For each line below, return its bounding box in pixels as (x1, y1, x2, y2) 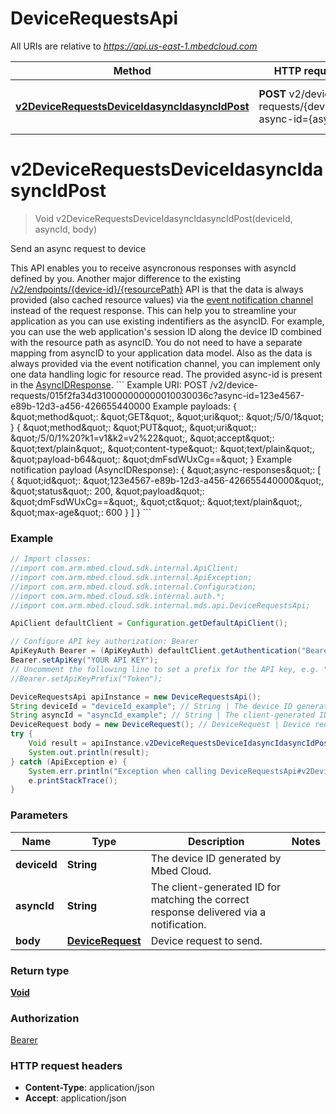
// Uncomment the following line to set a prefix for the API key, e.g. (10, 664, 320, 674)
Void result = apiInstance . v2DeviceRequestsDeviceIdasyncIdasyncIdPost (28, 738, 333, 749)
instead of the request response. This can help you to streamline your (10, 304, 297, 316)
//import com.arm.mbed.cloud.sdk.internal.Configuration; (10, 582, 257, 592)
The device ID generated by (150, 851, 282, 865)
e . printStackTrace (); (28, 775, 118, 786)
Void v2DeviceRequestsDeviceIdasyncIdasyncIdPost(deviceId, (34, 212, 293, 224)
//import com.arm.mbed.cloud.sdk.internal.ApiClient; (10, 563, 240, 574)
